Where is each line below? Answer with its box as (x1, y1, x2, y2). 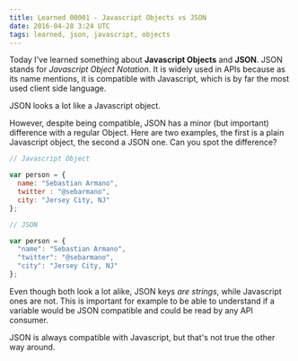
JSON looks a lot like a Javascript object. (9, 101, 162, 111)
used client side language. (9, 83, 107, 94)
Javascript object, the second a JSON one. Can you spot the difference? (9, 136, 277, 148)
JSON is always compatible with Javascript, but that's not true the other (9, 331, 276, 342)
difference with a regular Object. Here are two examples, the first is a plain (9, 128, 285, 138)
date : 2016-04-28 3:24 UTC (9, 22, 110, 31)
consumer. (9, 314, 49, 325)
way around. (9, 341, 56, 352)
